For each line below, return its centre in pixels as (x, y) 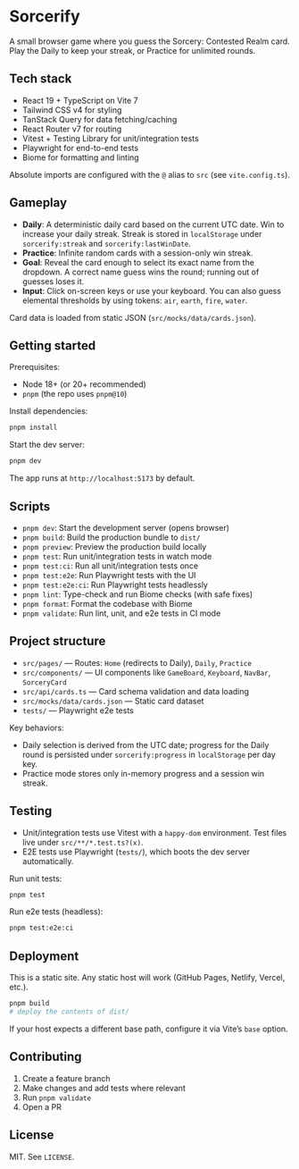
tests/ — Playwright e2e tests (78, 710)
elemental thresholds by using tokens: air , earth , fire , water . (135, 300)
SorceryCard (44, 682)
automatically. (48, 861)
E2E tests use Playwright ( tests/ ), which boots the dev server (136, 852)
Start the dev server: (47, 445)
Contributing (46, 1057)
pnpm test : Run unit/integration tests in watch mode (117, 556)
